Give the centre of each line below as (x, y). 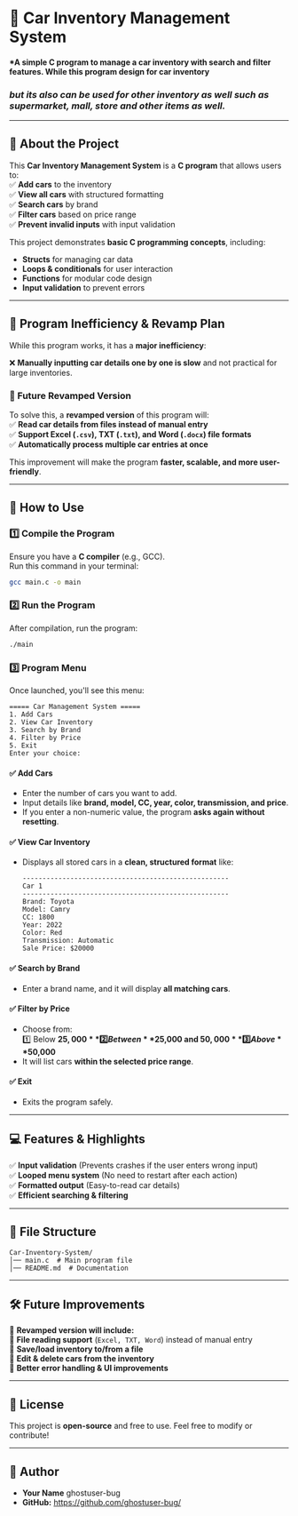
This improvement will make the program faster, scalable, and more (134, 462)
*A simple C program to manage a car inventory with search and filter (140, 62)
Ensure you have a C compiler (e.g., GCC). (87, 556)
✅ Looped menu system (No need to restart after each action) (123, 1175)
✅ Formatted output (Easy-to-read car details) (94, 1185)
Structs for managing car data (78, 259)
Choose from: (47, 1029)
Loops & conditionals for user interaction (98, 268)
